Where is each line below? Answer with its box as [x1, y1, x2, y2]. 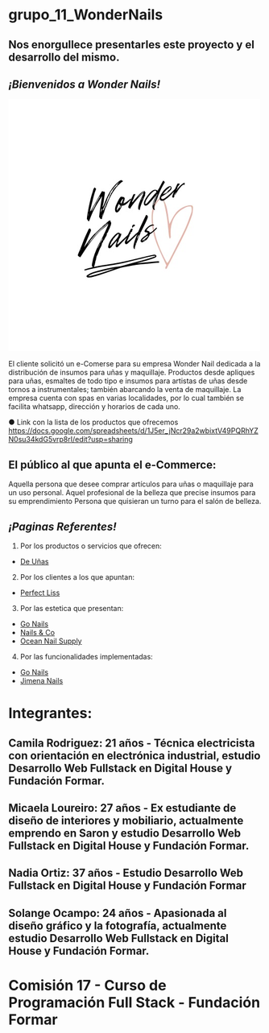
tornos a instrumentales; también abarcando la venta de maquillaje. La [8, 385, 242, 395]
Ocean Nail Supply [19, 636, 82, 646]
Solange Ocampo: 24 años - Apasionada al [8, 906, 227, 919]
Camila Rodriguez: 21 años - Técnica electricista [8, 736, 255, 750]
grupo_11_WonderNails [8, 6, 163, 24]
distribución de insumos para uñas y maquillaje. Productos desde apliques [8, 368, 255, 378]
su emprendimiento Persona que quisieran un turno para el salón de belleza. [8, 497, 262, 506]
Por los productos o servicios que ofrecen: [19, 541, 163, 551]
